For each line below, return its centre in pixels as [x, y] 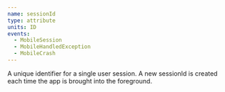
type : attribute [31, 21]
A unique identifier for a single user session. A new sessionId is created [112, 73]
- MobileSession [38, 40]
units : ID [22, 27]
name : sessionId [31, 14]
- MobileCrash [35, 54]
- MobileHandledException [52, 47]
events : [19, 34]
